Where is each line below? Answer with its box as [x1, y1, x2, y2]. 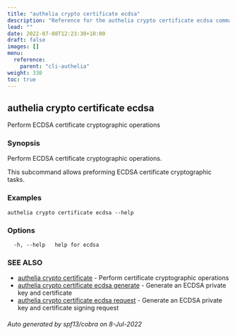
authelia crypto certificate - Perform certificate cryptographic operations [17, 274, 229, 282]
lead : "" [7, 23, 33, 30]
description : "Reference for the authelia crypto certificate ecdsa [7, 17, 213, 24]
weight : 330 [7, 69, 42, 76]
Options [7, 225, 35, 235]
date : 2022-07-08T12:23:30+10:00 [7, 30, 106, 37]
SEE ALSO [7, 258, 43, 267]
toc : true [7, 75, 37, 83]
